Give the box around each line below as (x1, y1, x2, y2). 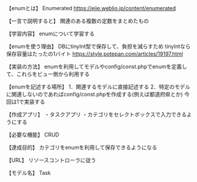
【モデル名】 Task (6, 169, 51, 176)
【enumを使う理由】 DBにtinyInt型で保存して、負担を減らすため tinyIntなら (6, 43, 191, 50)
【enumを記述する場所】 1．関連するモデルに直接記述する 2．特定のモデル (6, 83, 191, 90)
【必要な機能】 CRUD (6, 131, 60, 138)
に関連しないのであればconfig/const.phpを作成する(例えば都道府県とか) (6, 91, 183, 98)
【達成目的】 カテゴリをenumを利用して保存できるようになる (6, 144, 158, 151)
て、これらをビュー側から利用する (6, 71, 90, 77)
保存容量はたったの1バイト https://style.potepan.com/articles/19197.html (6, 50, 183, 57)
